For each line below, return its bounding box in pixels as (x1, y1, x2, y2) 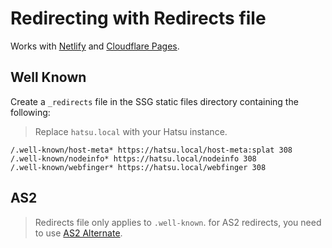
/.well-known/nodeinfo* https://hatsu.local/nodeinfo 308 (10, 153, 257, 164)
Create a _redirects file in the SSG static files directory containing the (10, 95, 299, 107)
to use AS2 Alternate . (34, 227, 123, 239)
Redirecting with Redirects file (10, 7, 267, 30)
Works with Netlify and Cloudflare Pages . (10, 40, 180, 52)
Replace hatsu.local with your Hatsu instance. (34, 125, 228, 137)
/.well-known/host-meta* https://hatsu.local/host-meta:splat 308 (10, 145, 293, 155)
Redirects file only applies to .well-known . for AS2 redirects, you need (34, 216, 322, 228)
